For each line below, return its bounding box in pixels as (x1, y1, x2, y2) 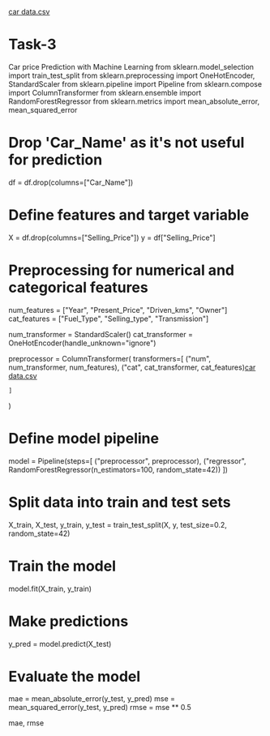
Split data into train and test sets (8, 493, 231, 511)
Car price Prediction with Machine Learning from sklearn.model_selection (8, 62, 254, 71)
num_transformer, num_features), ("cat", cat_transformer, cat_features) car (8, 362, 256, 372)
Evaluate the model (8, 667, 141, 686)
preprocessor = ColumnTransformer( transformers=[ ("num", (8, 353, 212, 363)
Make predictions (8, 612, 129, 631)
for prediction (8, 151, 103, 169)
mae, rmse (8, 718, 45, 728)
